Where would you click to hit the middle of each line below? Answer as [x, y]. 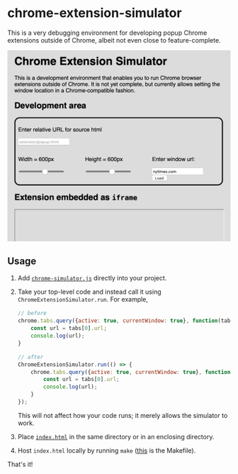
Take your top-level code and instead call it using [89, 292]
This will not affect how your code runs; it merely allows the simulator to [123, 415]
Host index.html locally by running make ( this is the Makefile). [107, 450]
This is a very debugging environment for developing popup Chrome [107, 33]
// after [30, 357]
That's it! [20, 464]
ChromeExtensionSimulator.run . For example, [83, 299]
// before [32, 314]
